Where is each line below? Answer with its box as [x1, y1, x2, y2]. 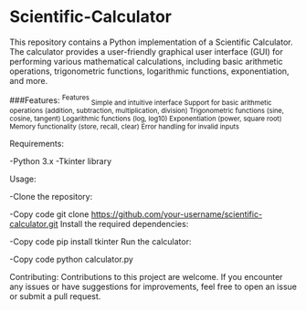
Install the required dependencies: [59, 219, 189, 230]
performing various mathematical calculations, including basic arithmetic [9, 56, 283, 67]
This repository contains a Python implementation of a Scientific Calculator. [9, 36, 293, 47]
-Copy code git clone [9, 209, 90, 220]
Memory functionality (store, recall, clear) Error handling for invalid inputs [9, 122, 240, 131]
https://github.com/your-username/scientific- [90, 209, 263, 220]
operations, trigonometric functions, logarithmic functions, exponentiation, [9, 66, 290, 77]
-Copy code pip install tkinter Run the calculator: [9, 236, 192, 247]
